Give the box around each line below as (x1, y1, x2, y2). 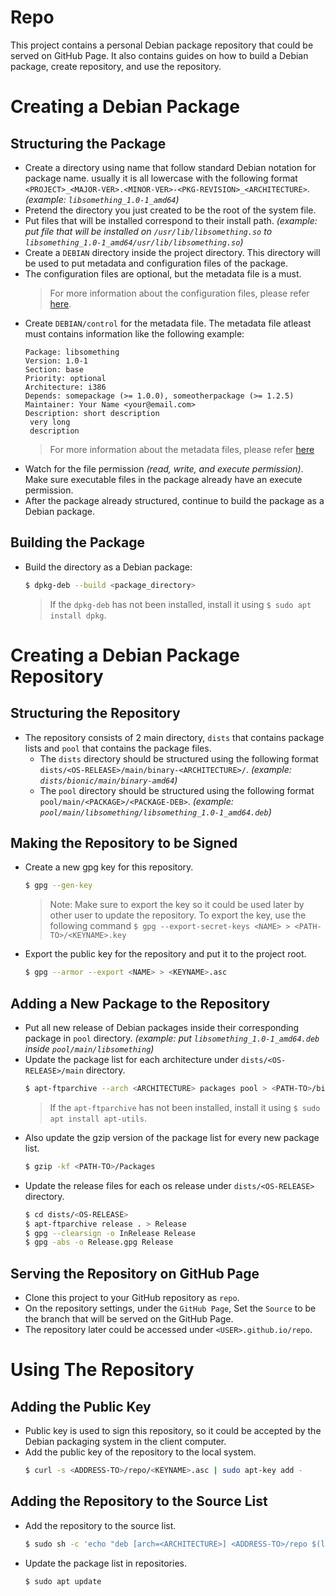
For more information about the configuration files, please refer (49, 287, 310, 299)
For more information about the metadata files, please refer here (49, 443, 315, 455)
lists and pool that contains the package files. (24, 742, 212, 754)
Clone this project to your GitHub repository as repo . (24, 1292, 240, 1304)
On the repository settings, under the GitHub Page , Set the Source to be (24, 1302, 317, 1315)
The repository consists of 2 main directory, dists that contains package (24, 731, 325, 743)
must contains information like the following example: (24, 327, 245, 340)
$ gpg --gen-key (24, 881, 93, 891)
